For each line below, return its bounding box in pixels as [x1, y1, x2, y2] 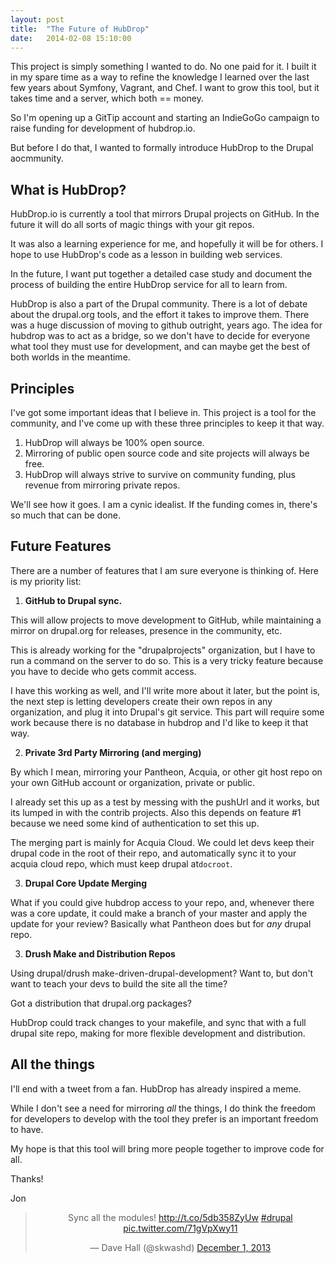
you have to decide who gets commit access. [10, 665, 197, 677]
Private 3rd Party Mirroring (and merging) [24, 746, 202, 758]
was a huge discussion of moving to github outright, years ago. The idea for [10, 319, 323, 331]
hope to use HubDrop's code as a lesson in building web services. [10, 249, 283, 261]
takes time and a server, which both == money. [10, 92, 204, 105]
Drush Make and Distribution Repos [24, 947, 176, 960]
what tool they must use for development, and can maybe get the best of [10, 341, 311, 353]
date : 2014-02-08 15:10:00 [10, 33, 132, 43]
